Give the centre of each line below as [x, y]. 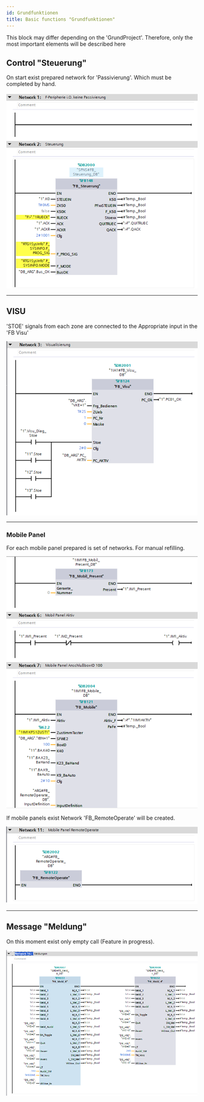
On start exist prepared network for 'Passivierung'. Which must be [89, 78]
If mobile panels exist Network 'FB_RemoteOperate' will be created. [91, 818]
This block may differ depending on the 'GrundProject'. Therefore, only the [100, 37]
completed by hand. [31, 84]
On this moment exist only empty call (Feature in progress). [80, 941]
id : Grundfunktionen [32, 13]
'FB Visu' [18, 332]
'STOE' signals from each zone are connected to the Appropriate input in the [102, 326]
